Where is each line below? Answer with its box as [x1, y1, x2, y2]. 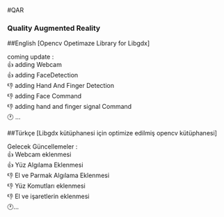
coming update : [7, 52, 54, 61]
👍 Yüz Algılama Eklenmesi [7, 160, 83, 170]
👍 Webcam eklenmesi [7, 150, 72, 159]
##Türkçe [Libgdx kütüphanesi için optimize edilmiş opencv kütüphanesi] [7, 129, 218, 137]
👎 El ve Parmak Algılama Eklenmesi [7, 171, 110, 180]
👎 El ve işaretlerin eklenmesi [7, 192, 90, 201]
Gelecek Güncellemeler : [7, 142, 78, 151]
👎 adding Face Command [7, 92, 82, 100]
